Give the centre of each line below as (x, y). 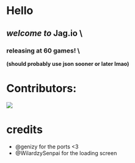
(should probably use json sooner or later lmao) (68, 63)
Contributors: (42, 89)
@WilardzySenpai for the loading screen (66, 153)
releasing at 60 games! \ (43, 51)
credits (24, 129)
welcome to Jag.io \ (45, 33)
